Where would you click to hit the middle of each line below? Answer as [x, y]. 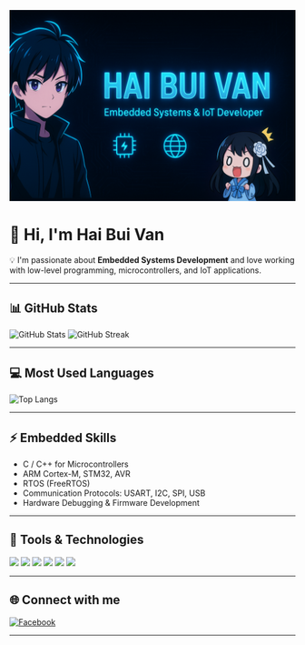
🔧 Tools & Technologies [77, 540]
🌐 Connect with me [65, 600]
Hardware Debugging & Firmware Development [111, 503]
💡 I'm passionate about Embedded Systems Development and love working [152, 259]
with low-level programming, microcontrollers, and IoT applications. [135, 270]
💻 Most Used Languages [82, 373]
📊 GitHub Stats [54, 308]
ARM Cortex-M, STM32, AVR [76, 474]
